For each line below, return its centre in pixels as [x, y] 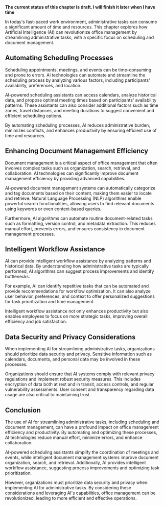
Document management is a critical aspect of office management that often [81, 163]
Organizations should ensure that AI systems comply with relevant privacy [80, 374]
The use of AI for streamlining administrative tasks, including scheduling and [82, 422]
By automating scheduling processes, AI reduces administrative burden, [78, 125]
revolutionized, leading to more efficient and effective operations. [71, 498]
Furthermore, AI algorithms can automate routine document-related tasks [79, 218]
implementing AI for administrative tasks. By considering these [68, 488]
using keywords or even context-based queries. [53, 209]
